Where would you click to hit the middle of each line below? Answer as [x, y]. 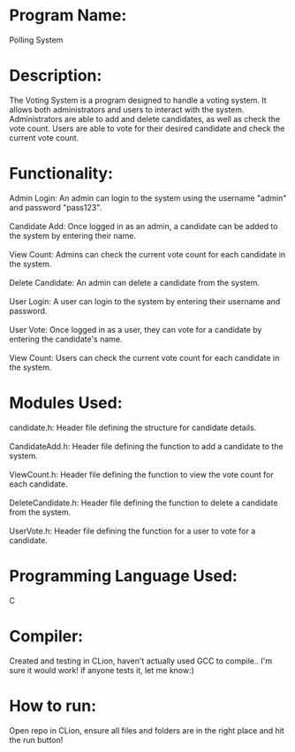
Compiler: [46, 636]
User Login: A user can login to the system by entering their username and [145, 301]
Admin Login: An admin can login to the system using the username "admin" [148, 198]
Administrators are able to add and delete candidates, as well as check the [145, 119]
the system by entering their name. [73, 235]
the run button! [36, 740]
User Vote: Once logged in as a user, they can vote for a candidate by [136, 329]
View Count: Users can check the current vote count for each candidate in [144, 357]
